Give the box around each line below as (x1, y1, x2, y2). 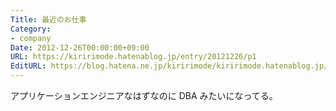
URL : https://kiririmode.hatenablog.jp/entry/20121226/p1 (10, 52, 257, 62)
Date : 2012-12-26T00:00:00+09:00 (10, 42, 150, 53)
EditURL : (10, 61, 47, 71)
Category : (10, 24, 52, 34)
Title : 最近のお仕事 (10, 14, 87, 25)
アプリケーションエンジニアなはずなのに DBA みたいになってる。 (10, 90, 278, 101)
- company (10, 33, 52, 43)
